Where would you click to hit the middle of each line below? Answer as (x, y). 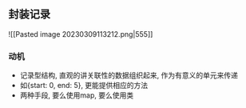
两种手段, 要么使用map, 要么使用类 (77, 95)
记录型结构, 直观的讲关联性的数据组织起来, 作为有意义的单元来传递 (129, 75)
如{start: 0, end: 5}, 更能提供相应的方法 (84, 86)
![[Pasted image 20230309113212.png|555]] (81, 34)
